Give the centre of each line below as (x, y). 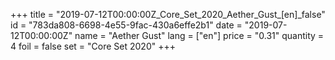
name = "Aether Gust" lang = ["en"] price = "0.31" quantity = (199, 35)
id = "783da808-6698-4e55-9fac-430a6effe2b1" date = (126, 25)
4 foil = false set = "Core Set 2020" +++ (93, 46)
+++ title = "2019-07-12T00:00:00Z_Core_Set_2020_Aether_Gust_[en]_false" (168, 14)
